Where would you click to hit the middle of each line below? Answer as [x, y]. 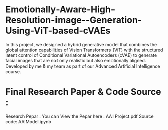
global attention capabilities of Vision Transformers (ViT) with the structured [84, 50]
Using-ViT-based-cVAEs [58, 31]
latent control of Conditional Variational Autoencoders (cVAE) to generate [81, 55]
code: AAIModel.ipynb [28, 121]
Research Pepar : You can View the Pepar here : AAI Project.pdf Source [79, 116]
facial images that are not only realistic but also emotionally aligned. [76, 60]
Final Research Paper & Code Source [83, 92]
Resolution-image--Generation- [74, 20]
